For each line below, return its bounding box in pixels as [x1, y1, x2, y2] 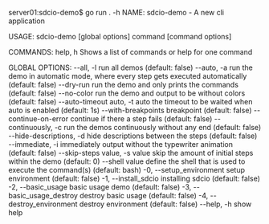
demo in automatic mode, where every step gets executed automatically [8, 71, 247, 80]
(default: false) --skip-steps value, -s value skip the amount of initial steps [8, 149, 254, 157]
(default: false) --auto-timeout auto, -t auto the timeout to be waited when [8, 97, 253, 106]
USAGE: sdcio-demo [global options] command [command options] [8, 32, 232, 41]
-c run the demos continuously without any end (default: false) [54, 123, 262, 132]
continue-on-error [8, 114, 69, 124]
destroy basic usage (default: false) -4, [79, 191, 209, 200]
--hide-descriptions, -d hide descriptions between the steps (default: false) [8, 131, 258, 141]
